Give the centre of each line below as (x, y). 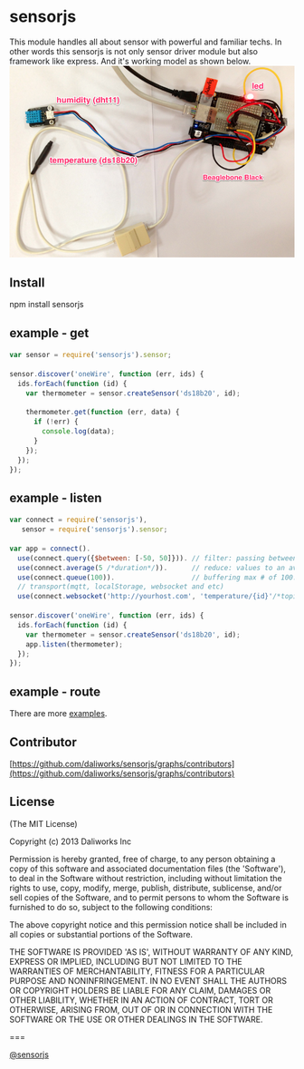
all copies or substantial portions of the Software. (101, 934)
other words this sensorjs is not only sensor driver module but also (133, 51)
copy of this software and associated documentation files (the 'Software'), (148, 869)
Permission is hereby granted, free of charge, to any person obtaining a (142, 859)
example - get (49, 333)
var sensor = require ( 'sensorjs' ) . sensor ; (90, 355)
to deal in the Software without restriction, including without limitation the (146, 878)
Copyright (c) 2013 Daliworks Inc (71, 841)
